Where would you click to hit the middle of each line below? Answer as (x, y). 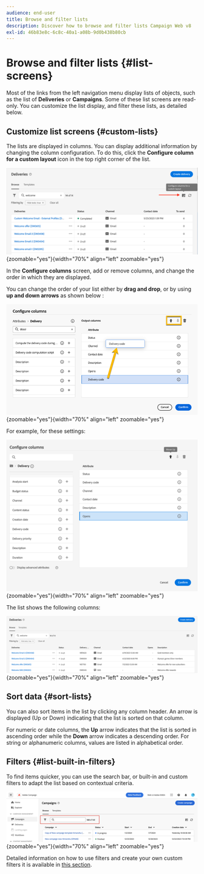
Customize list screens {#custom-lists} (82, 131)
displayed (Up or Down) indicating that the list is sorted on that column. (95, 718)
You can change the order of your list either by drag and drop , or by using (99, 289)
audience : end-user (31, 13)
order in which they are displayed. (49, 277)
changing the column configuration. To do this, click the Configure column (100, 153)
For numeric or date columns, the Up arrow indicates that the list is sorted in (101, 730)
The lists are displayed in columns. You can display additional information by (102, 146)
